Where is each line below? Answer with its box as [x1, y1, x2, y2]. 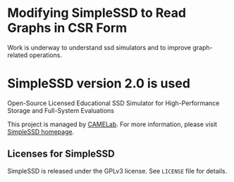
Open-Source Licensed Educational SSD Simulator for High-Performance [7, 99, 220, 107]
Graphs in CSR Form [7, 20, 128, 36]
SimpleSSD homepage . [7, 127, 75, 135]
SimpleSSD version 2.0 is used [7, 75, 190, 92]
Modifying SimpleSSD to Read [7, 5, 187, 21]
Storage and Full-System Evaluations [7, 106, 115, 114]
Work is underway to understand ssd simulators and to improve [7, 43, 192, 51]
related [7, 51, 28, 59]
